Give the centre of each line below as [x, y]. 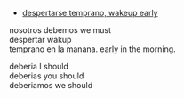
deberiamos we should [51, 85]
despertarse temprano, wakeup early [90, 13]
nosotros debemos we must [60, 30]
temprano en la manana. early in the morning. [92, 49]
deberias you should [47, 76]
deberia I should [39, 66]
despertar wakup [40, 40]
